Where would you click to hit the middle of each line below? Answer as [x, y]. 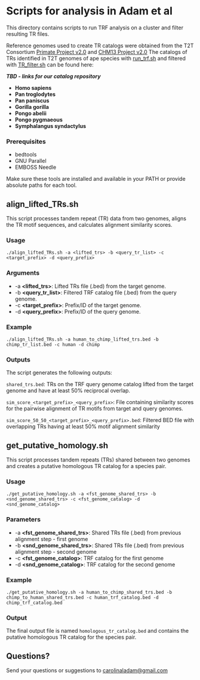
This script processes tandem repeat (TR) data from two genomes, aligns [96, 218]
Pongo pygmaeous [39, 119]
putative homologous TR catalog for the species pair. [71, 637]
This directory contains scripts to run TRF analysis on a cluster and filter [95, 28]
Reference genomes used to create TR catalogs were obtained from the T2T [100, 45]
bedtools [26, 154]
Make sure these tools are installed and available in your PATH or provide [96, 179]
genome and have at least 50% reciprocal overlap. [68, 391]
